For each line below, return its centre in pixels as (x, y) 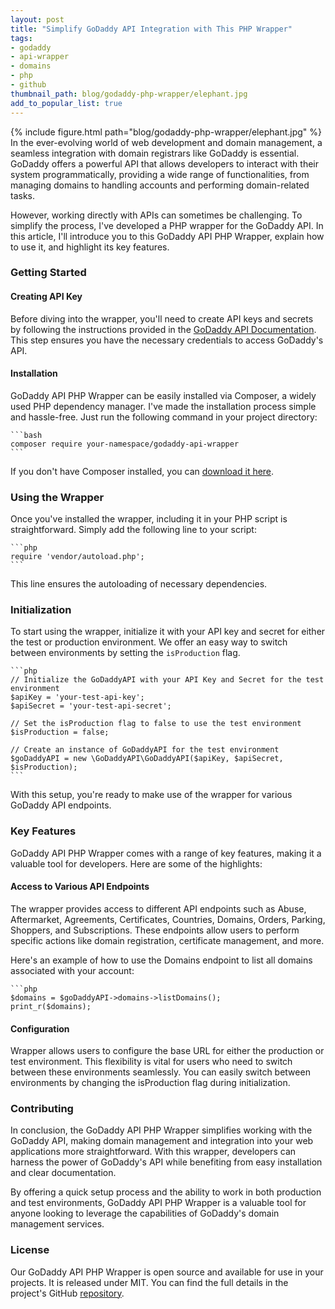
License (30, 1250)
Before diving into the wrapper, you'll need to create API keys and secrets (162, 318)
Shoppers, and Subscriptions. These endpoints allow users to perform (155, 930)
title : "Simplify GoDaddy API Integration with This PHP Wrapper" (151, 29)
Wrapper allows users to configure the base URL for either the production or (167, 1051)
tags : (21, 38)
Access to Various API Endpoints (80, 887)
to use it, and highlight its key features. (90, 247)
